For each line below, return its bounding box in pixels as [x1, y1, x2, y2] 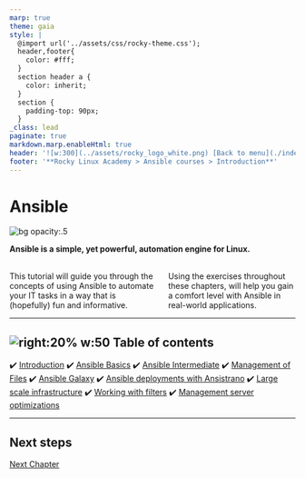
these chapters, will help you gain [167, 281, 294, 292]
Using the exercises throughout [167, 271, 286, 282]
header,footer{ [17, 47, 75, 56]
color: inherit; [25, 81, 88, 90]
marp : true [9, 13, 51, 23]
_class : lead [9, 124, 59, 133]
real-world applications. [167, 300, 257, 311]
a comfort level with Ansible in [167, 290, 281, 301]
